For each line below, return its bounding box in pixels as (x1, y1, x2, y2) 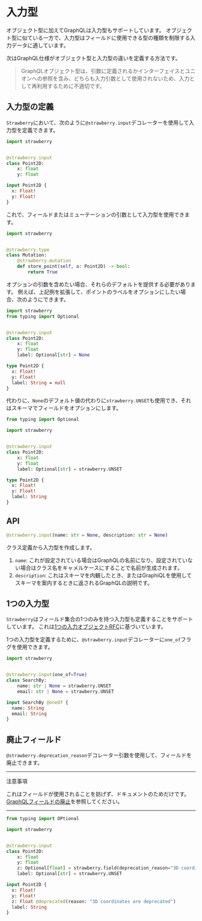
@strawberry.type (6, 247, 50, 253)
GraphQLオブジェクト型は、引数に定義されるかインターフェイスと (20, 67, 185, 74)
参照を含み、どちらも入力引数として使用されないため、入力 (41, 75, 190, 82)
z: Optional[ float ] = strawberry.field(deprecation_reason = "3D (17, 865, 179, 872)
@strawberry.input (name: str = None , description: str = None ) (6, 532, 168, 538)
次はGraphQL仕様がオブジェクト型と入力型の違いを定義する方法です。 (6, 54, 181, 62)
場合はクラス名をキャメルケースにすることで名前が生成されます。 (20, 564, 183, 571)
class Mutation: (6, 252, 47, 258)
